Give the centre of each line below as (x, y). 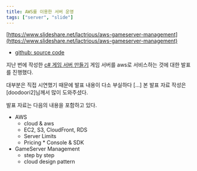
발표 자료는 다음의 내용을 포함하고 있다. (52, 105)
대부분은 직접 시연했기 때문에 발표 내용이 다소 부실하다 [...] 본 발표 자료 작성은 (96, 85)
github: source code (39, 52)
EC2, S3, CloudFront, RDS (56, 130)
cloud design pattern (49, 161)
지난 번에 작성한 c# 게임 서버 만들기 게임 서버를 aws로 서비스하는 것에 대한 (93, 65)
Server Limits (40, 136)
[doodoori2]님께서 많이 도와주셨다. (47, 92)
